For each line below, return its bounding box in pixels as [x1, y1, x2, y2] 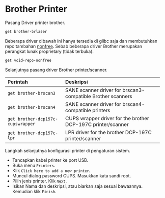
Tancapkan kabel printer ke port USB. [12, 157, 88, 163]
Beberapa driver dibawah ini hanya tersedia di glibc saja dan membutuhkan [5, 38, 158, 44]
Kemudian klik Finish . [12, 188, 56, 194]
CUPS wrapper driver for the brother [65, 115, 149, 122]
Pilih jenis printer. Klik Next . [12, 178, 67, 184]
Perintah [7, 78, 28, 85]
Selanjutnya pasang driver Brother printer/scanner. [5, 67, 108, 73]
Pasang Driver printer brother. [5, 20, 65, 25]
